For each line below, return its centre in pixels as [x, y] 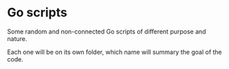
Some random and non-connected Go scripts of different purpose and [107, 31]
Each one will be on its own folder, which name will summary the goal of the [115, 52]
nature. [17, 38]
